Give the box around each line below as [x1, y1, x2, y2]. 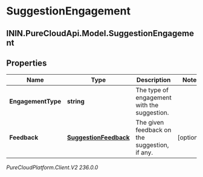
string [67, 98, 85, 106]
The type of [135, 86, 169, 95]
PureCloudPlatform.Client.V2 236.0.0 [6, 164, 98, 171]
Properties [6, 58, 47, 68]
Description [136, 76, 171, 84]
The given [135, 119, 164, 127]
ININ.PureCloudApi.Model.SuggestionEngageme [6, 28, 195, 39]
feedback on [135, 126, 172, 134]
